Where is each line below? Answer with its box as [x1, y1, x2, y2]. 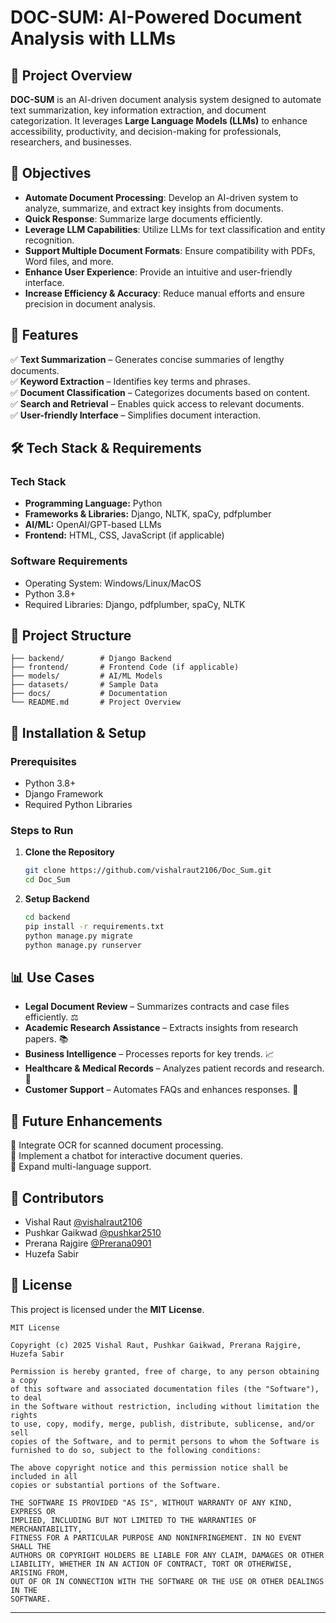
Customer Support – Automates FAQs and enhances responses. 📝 [24, 1084, 299, 1096]
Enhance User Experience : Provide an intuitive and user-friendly [24, 266, 293, 278]
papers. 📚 [24, 1033, 69, 1045]
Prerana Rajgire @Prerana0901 [24, 1237, 152, 1250]
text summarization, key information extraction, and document [10, 104, 267, 116]
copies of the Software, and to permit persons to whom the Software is [10, 1436, 320, 1446]
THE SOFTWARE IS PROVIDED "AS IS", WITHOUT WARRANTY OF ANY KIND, [10, 1497, 293, 1508]
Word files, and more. [24, 255, 114, 267]
